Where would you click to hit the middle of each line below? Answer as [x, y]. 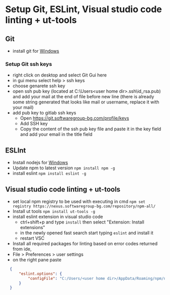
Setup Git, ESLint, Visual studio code [83, 9]
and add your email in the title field [56, 134]
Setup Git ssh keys [29, 64]
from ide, [22, 249]
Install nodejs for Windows [40, 163]
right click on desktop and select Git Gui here [60, 75]
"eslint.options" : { [40, 274]
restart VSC [32, 238]
